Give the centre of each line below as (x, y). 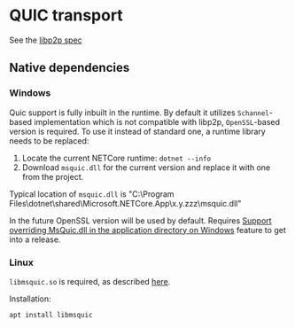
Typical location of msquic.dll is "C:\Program (92, 194)
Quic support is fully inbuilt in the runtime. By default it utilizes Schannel (140, 113)
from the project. (53, 176)
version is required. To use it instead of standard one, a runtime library (137, 131)
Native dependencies (70, 68)
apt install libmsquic (51, 315)
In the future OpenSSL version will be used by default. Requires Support (140, 220)
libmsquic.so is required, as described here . (90, 281)
